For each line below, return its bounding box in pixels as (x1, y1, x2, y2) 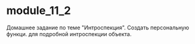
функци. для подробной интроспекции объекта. (6, 30, 132, 37)
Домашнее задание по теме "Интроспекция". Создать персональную (6, 24, 189, 31)
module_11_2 (6, 4, 71, 18)
